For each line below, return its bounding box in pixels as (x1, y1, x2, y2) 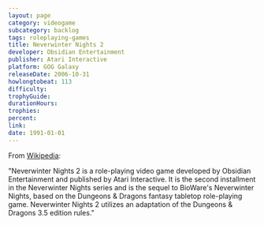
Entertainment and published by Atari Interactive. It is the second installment (8, 174, 256, 184)
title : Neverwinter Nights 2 (8, 41, 104, 49)
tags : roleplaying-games (8, 33, 90, 42)
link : (8, 122, 26, 129)
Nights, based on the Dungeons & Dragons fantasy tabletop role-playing (8, 191, 243, 201)
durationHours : (8, 99, 58, 107)
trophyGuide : (8, 92, 51, 100)
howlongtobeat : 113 (8, 77, 73, 85)
